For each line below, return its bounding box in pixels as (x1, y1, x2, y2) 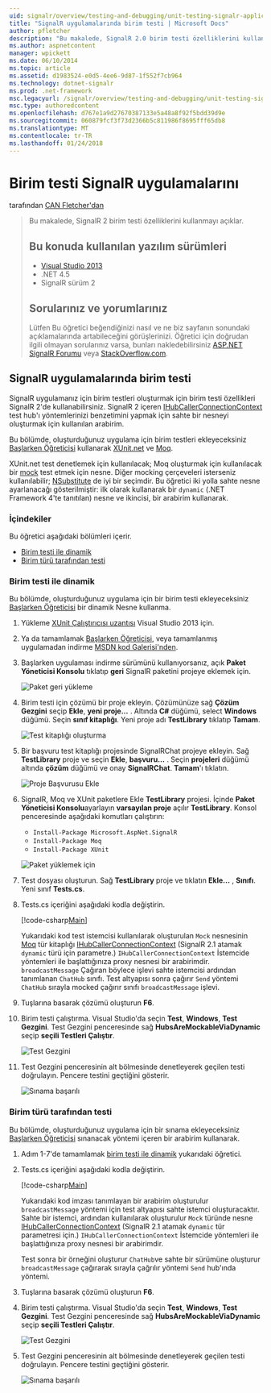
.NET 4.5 (40, 269, 71, 279)
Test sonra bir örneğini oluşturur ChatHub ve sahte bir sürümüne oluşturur (20, 1254, 261, 1264)
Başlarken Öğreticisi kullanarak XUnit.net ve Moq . (9, 443, 174, 452)
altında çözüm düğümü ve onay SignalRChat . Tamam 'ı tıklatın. (20, 763, 229, 773)
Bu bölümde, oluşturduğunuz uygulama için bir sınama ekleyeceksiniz (9, 1125, 240, 1134)
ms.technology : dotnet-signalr (9, 79, 114, 87)
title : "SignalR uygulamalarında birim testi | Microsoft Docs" (9, 19, 229, 27)
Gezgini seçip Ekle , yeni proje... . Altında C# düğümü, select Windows (20, 706, 257, 716)
